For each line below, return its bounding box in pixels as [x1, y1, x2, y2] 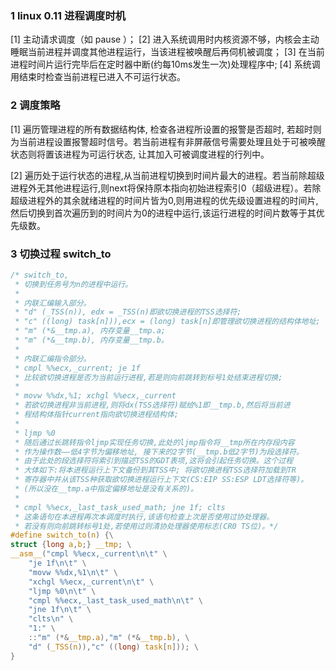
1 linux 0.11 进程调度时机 [10, 8, 127, 22]
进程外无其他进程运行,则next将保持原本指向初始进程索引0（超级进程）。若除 [10, 182, 322, 194]
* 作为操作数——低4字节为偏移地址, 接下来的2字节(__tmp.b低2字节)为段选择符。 [14, 447, 304, 457]
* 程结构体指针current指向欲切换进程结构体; [14, 410, 179, 420]
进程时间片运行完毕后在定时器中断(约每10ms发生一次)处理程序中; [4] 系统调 [10, 58, 321, 71]
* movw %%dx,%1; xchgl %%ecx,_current [14, 391, 177, 401]
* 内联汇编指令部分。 [14, 353, 92, 364]
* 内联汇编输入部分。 [14, 298, 92, 308]
